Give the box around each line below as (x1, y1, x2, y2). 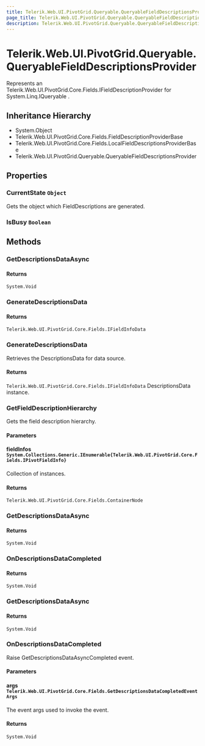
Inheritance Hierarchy (6, 111, 92, 121)
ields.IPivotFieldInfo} (6, 458, 67, 464)
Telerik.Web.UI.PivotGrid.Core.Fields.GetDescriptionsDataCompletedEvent (6, 689, 198, 695)
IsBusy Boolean (6, 218, 51, 226)
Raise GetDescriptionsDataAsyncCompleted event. (6, 654, 134, 661)
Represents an (6, 80, 43, 87)
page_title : (6, 15, 37, 21)
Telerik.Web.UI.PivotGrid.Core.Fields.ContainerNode (6, 497, 143, 504)
